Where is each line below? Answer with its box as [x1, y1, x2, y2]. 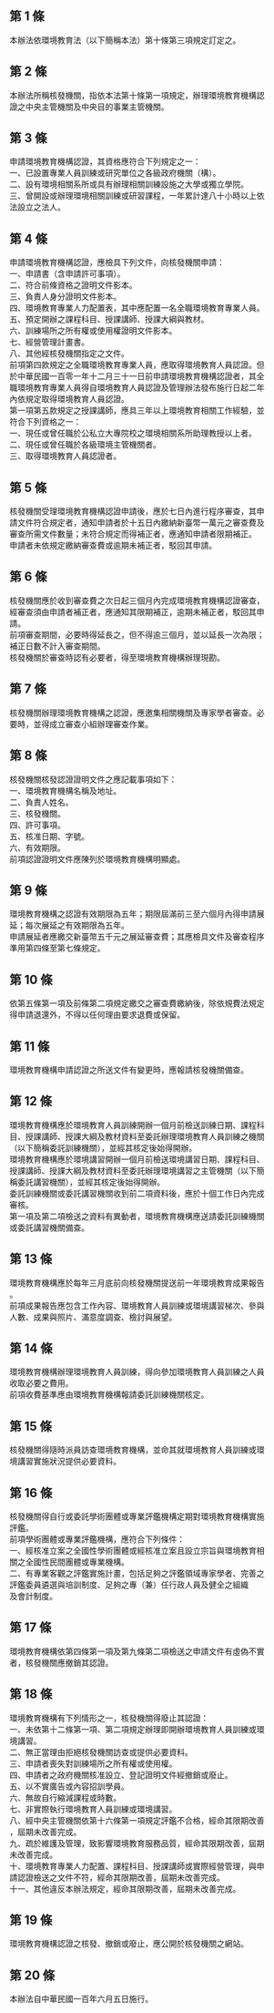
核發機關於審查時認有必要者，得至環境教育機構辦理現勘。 [9, 652, 225, 662]
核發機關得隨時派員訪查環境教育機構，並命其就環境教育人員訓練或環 [9, 1444, 265, 1455]
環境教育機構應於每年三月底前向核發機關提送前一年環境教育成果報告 [9, 1277, 265, 1288]
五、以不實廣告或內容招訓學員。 [9, 1781, 129, 1792]
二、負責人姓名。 [9, 796, 74, 807]
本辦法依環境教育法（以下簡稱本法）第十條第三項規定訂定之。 [9, 35, 241, 46]
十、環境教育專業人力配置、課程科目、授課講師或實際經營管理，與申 [9, 1860, 265, 1871]
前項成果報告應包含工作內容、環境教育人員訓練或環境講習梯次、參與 [9, 1299, 265, 1310]
